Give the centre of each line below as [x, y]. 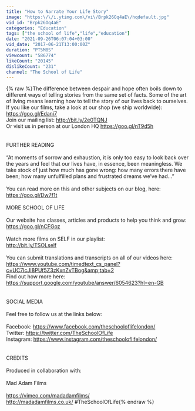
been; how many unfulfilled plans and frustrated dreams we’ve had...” [90, 176]
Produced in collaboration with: [44, 371]
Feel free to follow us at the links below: [54, 314]
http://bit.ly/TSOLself [31, 245]
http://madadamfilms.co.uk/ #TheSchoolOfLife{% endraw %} [80, 402]
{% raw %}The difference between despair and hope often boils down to [94, 88]
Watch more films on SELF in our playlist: [56, 239]
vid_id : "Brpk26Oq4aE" [34, 22]
